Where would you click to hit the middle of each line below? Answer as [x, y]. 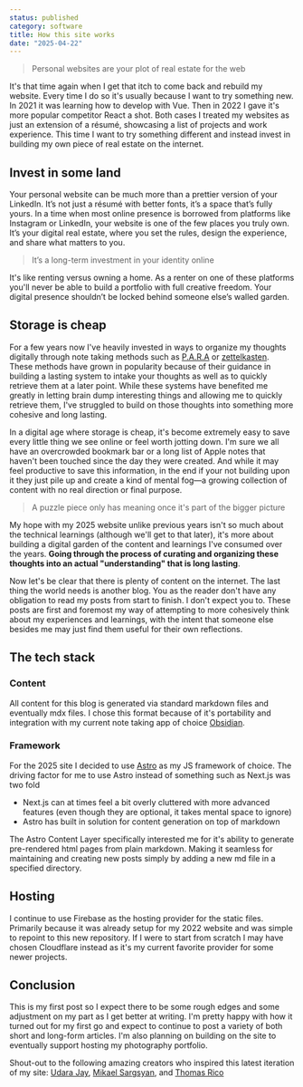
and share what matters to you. [67, 243]
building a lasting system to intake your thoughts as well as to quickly [138, 376]
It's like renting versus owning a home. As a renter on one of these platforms [152, 278]
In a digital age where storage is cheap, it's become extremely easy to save [150, 432]
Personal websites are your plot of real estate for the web [138, 69]
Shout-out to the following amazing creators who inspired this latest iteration [152, 1063]
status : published [44, 18]
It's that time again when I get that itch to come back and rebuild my [136, 86]
